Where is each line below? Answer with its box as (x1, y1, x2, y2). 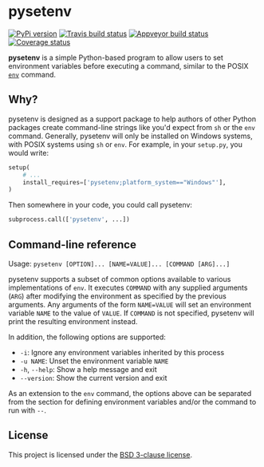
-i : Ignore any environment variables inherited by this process (19, 347, 225, 357)
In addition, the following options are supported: (8, 332, 166, 342)
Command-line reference (8, 238, 137, 251)
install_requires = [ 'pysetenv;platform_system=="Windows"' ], (22, 178, 227, 186)
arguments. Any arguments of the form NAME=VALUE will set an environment (8, 299, 252, 309)
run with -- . (8, 406, 46, 415)
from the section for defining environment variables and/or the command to (8, 397, 257, 406)
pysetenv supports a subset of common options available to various (8, 274, 231, 283)
